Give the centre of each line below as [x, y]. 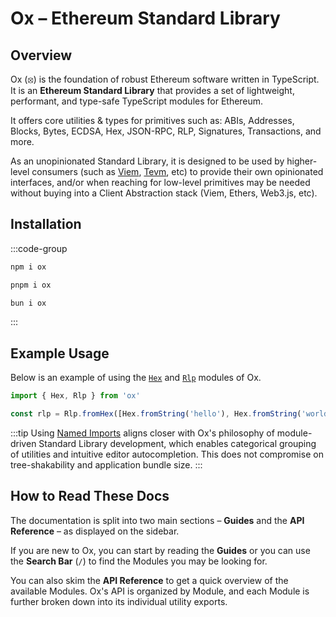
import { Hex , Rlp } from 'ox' [75, 396]
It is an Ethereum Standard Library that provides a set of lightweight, [152, 90]
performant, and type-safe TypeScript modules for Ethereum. [137, 101]
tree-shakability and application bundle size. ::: [106, 465]
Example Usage [60, 353]
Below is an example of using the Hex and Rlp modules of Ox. [136, 378]
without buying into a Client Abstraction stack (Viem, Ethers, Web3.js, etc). [164, 193]
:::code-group [39, 248]
